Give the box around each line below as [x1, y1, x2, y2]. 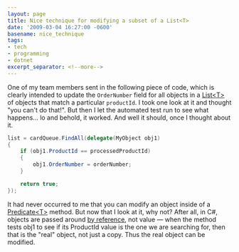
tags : [7, 37, 23, 44]
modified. [7, 238, 36, 246]
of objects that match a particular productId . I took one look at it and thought [7, 98, 232, 107]
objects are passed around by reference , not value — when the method [7, 215, 217, 224]
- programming [7, 51, 50, 58]
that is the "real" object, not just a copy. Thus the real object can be [7, 230, 206, 238]
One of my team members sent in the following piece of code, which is [7, 83, 215, 91]
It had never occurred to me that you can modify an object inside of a [7, 200, 211, 209]
